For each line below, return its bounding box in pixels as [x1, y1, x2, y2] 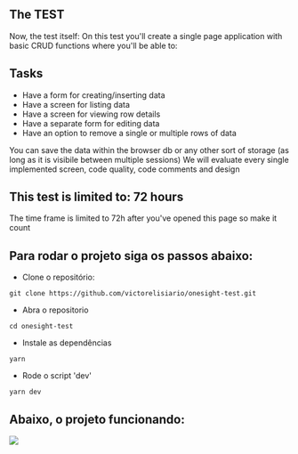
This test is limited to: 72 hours [9, 190, 184, 205]
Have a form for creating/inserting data [21, 89, 166, 101]
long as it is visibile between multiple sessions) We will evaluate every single [9, 154, 289, 165]
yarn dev [9, 387, 42, 397]
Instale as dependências [21, 337, 112, 348]
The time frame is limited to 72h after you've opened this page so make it [9, 213, 278, 223]
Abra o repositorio [21, 304, 89, 315]
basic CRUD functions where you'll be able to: [9, 40, 178, 51]
